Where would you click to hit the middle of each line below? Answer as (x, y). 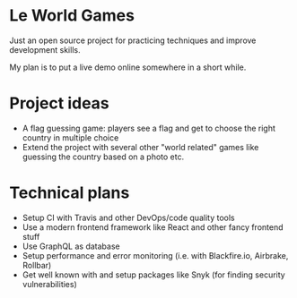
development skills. (45, 49)
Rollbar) (37, 265)
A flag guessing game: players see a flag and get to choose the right (149, 128)
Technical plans (70, 193)
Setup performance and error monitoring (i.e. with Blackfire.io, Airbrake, (155, 255)
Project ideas (59, 103)
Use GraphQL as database (71, 246)
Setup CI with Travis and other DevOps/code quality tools (128, 217)
